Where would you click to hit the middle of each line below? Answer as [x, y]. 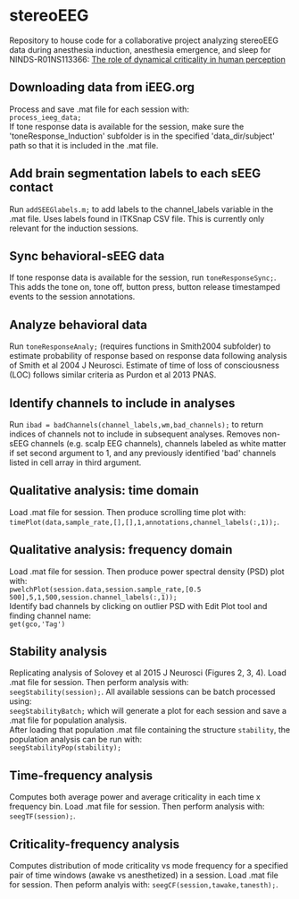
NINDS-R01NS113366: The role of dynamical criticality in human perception [147, 59]
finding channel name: [50, 615]
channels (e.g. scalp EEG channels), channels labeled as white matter [159, 443]
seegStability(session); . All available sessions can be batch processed [142, 692]
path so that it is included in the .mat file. [84, 145]
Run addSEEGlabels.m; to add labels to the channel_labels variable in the [141, 209]
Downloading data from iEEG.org [102, 87]
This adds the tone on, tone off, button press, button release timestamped [145, 287]
